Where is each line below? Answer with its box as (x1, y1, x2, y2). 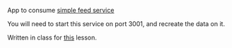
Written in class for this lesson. (7, 33, 98, 42)
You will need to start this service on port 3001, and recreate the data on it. (7, 20, 225, 28)
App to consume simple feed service (7, 6, 115, 14)
